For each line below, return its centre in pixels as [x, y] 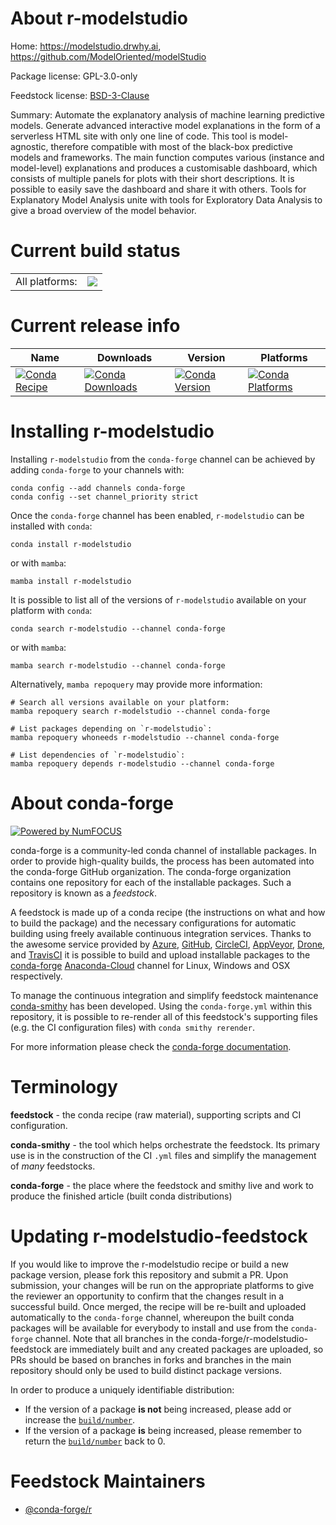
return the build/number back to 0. [95, 1441]
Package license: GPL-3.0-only [74, 76]
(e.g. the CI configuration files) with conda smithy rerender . [132, 1027]
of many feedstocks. [53, 1166]
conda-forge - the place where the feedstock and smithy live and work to [162, 1185]
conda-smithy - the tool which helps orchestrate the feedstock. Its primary [165, 1144]
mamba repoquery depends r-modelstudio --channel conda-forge [142, 763]
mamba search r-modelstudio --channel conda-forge [118, 665]
